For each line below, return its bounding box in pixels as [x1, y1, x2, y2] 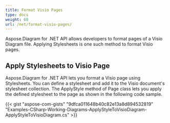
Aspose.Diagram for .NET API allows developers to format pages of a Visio [5, 36, 163, 42]
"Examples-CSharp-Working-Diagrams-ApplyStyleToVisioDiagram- [5, 107, 147, 113]
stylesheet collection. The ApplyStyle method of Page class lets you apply [5, 86, 162, 92]
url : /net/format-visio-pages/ [5, 21, 72, 27]
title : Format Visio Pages [5, 7, 63, 13]
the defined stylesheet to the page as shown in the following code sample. [5, 91, 163, 97]
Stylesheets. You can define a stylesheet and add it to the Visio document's [5, 80, 165, 87]
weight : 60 [5, 17, 29, 22]
